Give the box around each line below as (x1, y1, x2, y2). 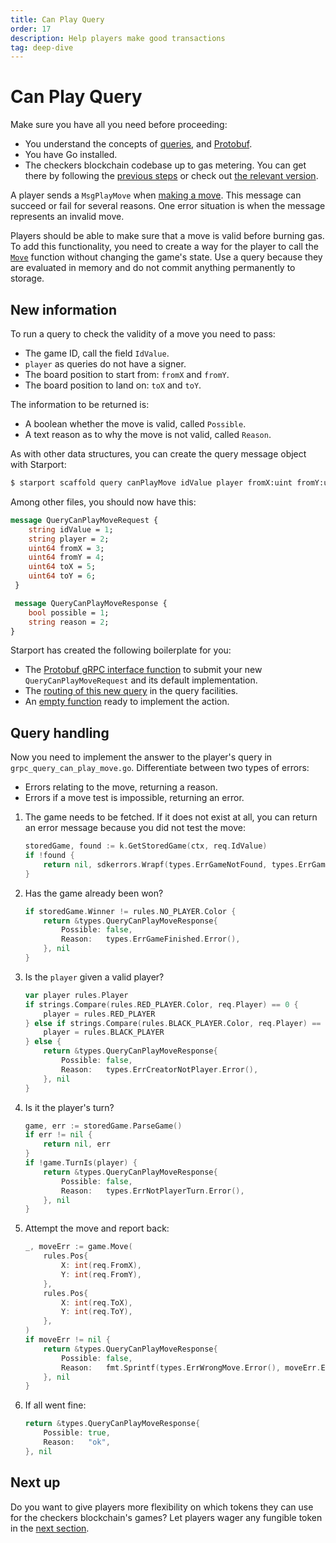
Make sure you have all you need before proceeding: (10, 119, 228, 131)
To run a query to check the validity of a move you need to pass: (10, 328, 276, 340)
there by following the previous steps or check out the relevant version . (24, 170, 319, 182)
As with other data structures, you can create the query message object (10, 448, 307, 460)
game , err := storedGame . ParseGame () (24, 1121, 183, 1131)
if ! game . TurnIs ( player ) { (24, 1158, 138, 1168)
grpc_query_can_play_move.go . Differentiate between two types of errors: (10, 762, 310, 774)
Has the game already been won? (24, 887, 164, 899)
